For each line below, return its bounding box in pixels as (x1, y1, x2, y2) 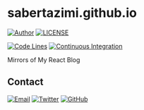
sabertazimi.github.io (7, 5, 138, 21)
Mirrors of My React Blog (7, 55, 80, 64)
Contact (7, 76, 44, 88)
